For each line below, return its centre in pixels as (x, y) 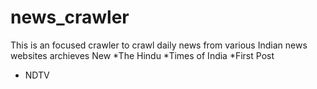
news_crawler (70, 17)
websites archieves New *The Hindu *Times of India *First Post (142, 55)
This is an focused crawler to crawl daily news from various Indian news (159, 45)
